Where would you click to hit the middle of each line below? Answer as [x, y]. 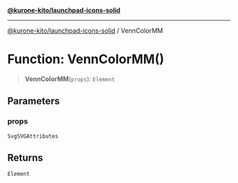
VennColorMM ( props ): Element [70, 79]
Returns [25, 158]
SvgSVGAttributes [33, 136]
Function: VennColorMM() [86, 59]
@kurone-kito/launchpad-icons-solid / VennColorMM [85, 30]
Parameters [34, 101]
